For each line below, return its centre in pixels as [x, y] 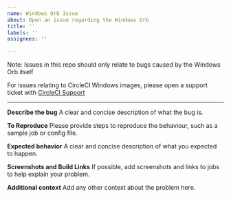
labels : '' [23, 33]
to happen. [22, 154]
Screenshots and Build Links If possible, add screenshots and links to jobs [113, 167]
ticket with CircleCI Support [46, 93]
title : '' [21, 26]
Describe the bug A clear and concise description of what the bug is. [105, 112]
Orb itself [20, 72]
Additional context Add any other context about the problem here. [101, 188]
